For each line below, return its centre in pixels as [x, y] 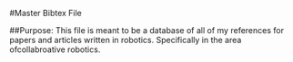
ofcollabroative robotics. [55, 49]
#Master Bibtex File [45, 13]
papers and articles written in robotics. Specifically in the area [126, 40]
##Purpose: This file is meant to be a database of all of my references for [147, 30]
